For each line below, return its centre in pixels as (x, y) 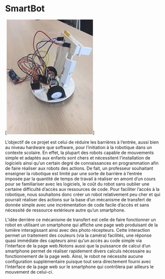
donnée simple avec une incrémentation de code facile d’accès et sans (77, 205)
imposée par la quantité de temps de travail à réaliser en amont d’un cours (81, 179)
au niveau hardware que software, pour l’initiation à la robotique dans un (79, 147)
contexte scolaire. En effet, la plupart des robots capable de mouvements (80, 153)
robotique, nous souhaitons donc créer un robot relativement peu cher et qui (83, 194)
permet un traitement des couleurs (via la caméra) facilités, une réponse (78, 235)
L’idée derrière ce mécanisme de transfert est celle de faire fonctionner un (81, 219)
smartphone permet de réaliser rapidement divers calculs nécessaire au (78, 251)
